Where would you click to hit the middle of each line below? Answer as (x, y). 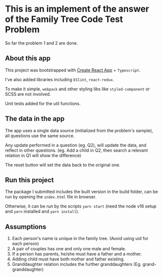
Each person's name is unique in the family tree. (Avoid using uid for (80, 239)
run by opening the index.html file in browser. (51, 197)
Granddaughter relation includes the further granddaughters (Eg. (77, 264)
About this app (28, 59)
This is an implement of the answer (77, 9)
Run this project (30, 180)
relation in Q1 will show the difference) (43, 155)
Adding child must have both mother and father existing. (68, 259)
